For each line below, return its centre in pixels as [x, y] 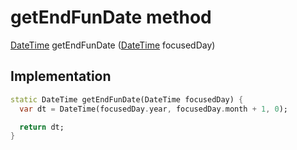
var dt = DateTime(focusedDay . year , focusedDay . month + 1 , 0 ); [154, 109]
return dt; [42, 127]
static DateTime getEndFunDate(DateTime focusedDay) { [127, 99]
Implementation [61, 76]
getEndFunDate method [111, 17]
